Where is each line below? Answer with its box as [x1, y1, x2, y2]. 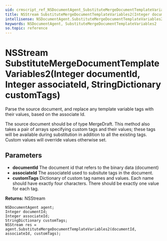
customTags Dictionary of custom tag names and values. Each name [12, 175, 154, 181]
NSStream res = [5, 222, 37, 227]
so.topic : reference [5, 26, 48, 31]
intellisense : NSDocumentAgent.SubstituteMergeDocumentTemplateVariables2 [5, 16, 164, 21]
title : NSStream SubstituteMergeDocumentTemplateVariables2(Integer [5, 12, 150, 17]
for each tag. [12, 185, 39, 192]
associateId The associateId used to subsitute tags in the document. [12, 170, 154, 176]
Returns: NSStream [5, 195, 46, 201]
